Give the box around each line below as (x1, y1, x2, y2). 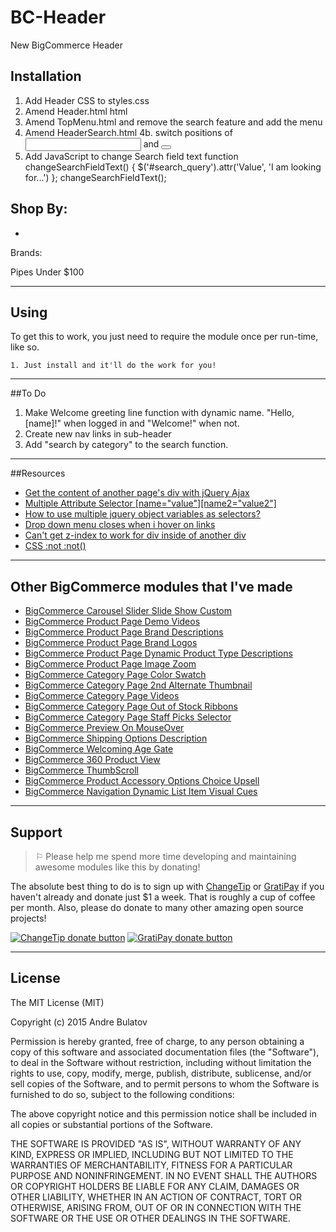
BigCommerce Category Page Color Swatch (24, 669, 207, 681)
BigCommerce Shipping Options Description (24, 732, 208, 745)
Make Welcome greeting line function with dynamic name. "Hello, (24, 407, 295, 419)
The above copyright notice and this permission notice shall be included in (10, 1107, 317, 1120)
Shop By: (10, 201, 68, 218)
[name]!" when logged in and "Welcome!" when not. (24, 417, 240, 430)
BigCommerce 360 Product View (24, 754, 161, 766)
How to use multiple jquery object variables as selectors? (24, 508, 261, 520)
